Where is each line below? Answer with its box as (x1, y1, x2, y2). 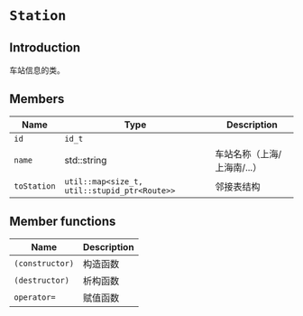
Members (9, 91, 65, 107)
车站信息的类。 (9, 65, 65, 75)
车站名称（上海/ (215, 147, 282, 160)
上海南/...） (215, 161, 262, 173)
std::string (64, 153, 107, 166)
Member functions (9, 214, 116, 229)
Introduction (9, 40, 81, 55)
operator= (14, 292, 56, 302)
